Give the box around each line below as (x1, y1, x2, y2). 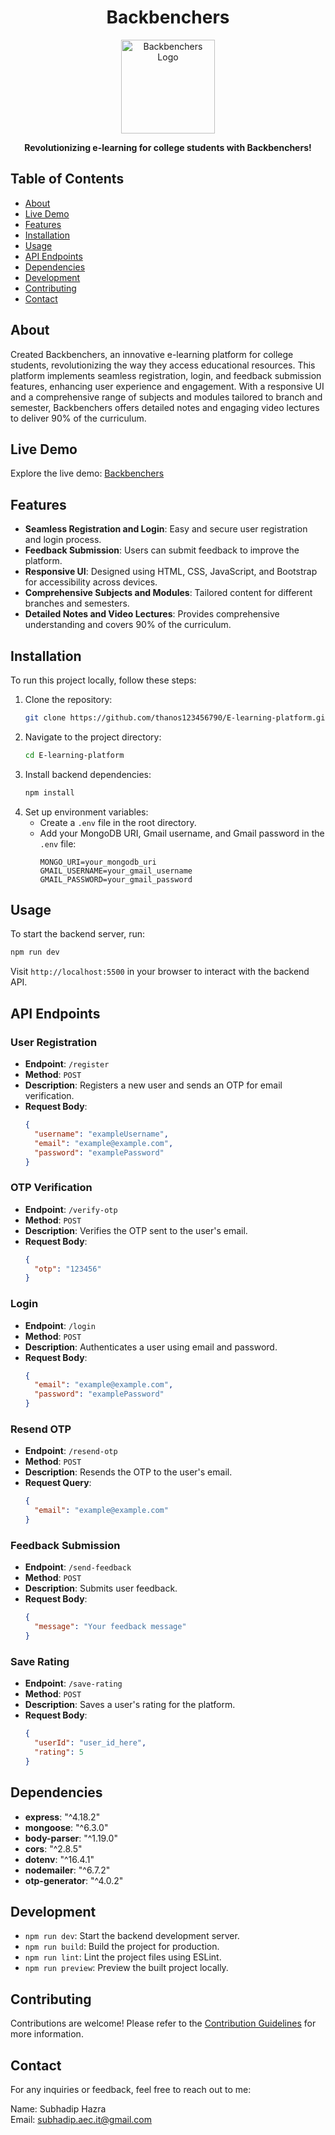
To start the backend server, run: (10, 928, 146, 940)
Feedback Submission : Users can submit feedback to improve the (24, 544, 300, 556)
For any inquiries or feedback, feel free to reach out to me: (10, 2083, 252, 2095)
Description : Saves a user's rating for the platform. (24, 1699, 236, 1711)
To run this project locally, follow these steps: (10, 674, 197, 686)
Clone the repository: (24, 694, 113, 705)
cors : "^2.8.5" (24, 1842, 83, 1855)
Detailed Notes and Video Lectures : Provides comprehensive (24, 608, 280, 620)
